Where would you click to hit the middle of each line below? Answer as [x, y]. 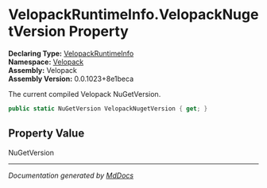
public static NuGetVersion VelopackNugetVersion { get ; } [108, 109]
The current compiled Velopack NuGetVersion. [85, 94]
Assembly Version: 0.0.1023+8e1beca [71, 79]
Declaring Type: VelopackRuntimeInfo [71, 53]
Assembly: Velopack [43, 70]
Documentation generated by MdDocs [71, 175]
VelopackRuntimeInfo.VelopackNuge [133, 15]
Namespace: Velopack [46, 62]
